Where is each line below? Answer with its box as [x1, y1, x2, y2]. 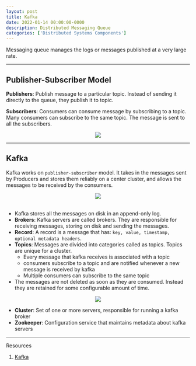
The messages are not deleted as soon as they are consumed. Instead [14, 278, 184, 285]
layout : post [6, 8, 38, 15]
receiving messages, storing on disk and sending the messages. [14, 222, 169, 229]
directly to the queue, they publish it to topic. [6, 96, 114, 103]
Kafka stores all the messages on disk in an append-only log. [14, 210, 162, 217]
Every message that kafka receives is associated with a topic [23, 253, 170, 260]
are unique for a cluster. [14, 247, 72, 254]
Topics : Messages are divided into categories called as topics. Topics [14, 240, 183, 248]
